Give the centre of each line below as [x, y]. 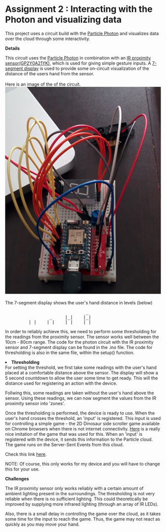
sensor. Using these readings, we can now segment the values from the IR [81, 398]
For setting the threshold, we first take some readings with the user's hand [81, 367]
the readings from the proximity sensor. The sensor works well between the [82, 337]
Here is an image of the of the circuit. [43, 84]
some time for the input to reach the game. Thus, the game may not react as [83, 519]
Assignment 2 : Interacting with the [79, 9]
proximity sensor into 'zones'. [35, 404]
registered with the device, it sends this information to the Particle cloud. [79, 439]
